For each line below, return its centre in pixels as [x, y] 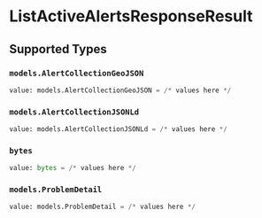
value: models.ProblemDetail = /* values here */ [103, 207]
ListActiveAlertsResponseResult [131, 16]
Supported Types [58, 49]
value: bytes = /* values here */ [73, 168]
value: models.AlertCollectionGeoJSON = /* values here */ [120, 90]
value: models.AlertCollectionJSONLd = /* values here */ [118, 129]
